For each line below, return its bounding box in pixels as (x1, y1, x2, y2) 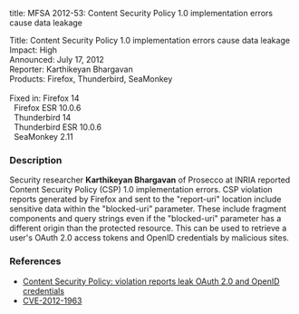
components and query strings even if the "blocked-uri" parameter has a (9, 213, 282, 224)
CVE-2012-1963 (22, 295, 82, 306)
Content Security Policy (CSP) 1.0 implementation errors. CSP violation (9, 184, 274, 195)
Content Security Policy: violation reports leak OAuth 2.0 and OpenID (22, 276, 280, 287)
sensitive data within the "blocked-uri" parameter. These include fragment (9, 203, 287, 214)
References (9, 255, 62, 268)
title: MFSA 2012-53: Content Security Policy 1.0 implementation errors (9, 8, 274, 18)
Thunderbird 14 (13, 113, 72, 123)
